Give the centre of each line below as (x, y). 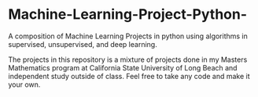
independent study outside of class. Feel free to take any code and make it (129, 76)
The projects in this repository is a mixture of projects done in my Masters (128, 59)
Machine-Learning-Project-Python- (128, 14)
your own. (24, 84)
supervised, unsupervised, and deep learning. (83, 44)
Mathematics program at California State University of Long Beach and (123, 67)
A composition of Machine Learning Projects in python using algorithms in (128, 36)
